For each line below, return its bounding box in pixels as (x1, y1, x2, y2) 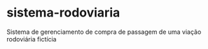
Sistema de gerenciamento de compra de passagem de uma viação (6, 28, 202, 36)
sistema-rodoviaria (6, 5, 120, 21)
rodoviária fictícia (6, 35, 57, 43)
